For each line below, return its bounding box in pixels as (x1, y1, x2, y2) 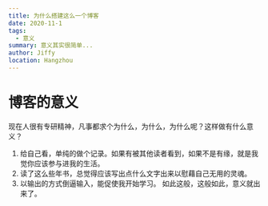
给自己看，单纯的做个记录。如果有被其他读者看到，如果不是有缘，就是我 (19, 148, 258, 158)
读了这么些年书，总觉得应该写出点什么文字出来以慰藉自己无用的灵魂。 (19, 168, 252, 178)
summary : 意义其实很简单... (8, 42, 94, 50)
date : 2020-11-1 (8, 19, 62, 27)
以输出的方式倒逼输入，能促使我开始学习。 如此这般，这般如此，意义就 (19, 178, 254, 188)
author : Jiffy (8, 49, 56, 57)
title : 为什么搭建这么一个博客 (8, 11, 99, 20)
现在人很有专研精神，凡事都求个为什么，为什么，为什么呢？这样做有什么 (8, 121, 246, 131)
